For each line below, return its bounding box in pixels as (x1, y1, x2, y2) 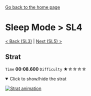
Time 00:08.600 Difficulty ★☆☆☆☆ (5, 66, 86, 72)
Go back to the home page (5, 4, 60, 10)
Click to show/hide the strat (9, 75, 66, 81)
